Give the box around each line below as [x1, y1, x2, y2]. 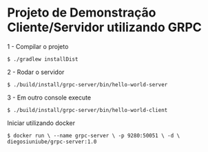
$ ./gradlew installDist [7, 55, 79, 63]
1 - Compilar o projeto [7, 42, 69, 50]
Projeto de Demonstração [7, 5, 156, 21]
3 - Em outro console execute [7, 93, 92, 102]
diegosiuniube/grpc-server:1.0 [7, 138, 97, 145]
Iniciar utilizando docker [7, 119, 76, 127]
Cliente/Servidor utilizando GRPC [7, 19, 202, 35]
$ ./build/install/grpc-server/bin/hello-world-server [7, 81, 168, 88]
